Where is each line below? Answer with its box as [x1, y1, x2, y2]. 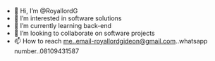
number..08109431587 [13, 47, 80, 55]
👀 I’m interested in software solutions [13, 14, 122, 22]
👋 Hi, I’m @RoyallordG [13, 7, 78, 15]
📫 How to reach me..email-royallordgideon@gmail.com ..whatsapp [13, 37, 208, 45]
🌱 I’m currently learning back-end [13, 22, 111, 29]
